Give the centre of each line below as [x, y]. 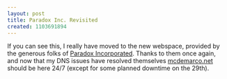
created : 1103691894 [37, 26]
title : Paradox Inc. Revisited [53, 20]
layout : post [26, 14]
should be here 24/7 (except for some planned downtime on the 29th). [108, 68]
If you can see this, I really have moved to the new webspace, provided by [114, 46]
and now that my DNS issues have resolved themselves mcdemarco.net [110, 61]
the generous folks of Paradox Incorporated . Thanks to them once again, [111, 53]
